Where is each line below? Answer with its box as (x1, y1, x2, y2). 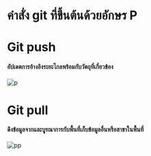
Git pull (7, 102, 49, 118)
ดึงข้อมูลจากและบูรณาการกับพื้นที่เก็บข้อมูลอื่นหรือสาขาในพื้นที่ (7, 125, 144, 134)
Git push (7, 39, 56, 55)
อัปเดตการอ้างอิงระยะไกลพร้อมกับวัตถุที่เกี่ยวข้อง (7, 63, 114, 71)
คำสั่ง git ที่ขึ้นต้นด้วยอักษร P (7, 8, 138, 23)
